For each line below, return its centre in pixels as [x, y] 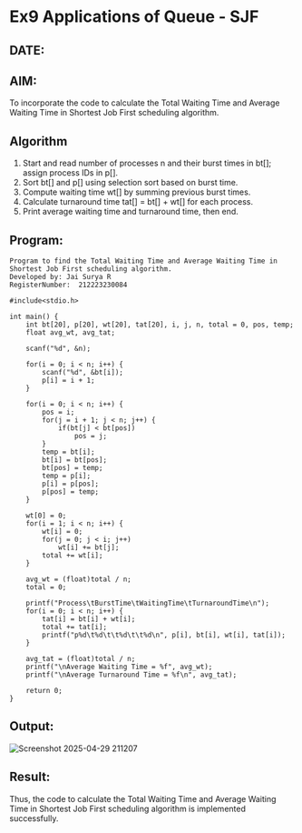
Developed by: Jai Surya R [60, 277]
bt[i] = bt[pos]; [74, 460]
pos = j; [90, 437]
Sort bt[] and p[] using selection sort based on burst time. [130, 183]
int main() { [34, 317]
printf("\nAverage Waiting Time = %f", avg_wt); [119, 667]
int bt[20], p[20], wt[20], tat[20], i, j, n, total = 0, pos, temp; [160, 325]
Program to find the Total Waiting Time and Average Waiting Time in [144, 261]
